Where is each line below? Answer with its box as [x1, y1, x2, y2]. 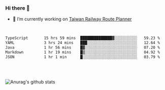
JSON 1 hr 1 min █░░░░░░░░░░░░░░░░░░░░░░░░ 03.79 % [5, 54, 160, 60]
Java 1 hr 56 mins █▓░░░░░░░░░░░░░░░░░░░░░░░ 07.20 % [5, 45, 160, 50]
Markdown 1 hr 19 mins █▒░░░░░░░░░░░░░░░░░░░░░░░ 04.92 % [5, 50, 160, 55]
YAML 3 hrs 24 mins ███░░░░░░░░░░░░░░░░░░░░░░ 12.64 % [5, 40, 160, 46]
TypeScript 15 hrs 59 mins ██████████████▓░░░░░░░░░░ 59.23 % [5, 35, 160, 41]
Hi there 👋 [5, 5, 30, 12]
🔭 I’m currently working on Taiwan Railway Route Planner [12, 16, 132, 22]
